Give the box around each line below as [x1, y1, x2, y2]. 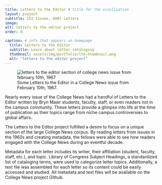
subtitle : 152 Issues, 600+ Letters [5, 16, 79, 21]
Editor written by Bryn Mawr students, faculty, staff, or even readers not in [5, 100, 153, 105]
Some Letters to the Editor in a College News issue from [17, 80, 130, 85]
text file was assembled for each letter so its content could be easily [5, 164, 142, 170]
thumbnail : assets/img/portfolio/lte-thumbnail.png [9, 52, 116, 57]
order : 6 [5, 29, 23, 34]
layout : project [5, 12, 38, 16]
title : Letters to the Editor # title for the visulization [5, 7, 130, 12]
